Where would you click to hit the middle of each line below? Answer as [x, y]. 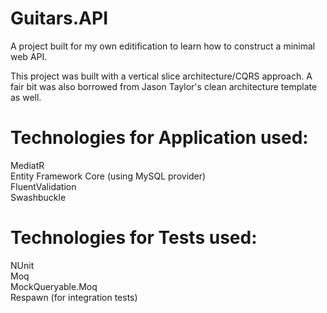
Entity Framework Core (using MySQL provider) [108, 176]
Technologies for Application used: [159, 138]
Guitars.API [59, 18]
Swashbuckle [38, 197]
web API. [29, 56]
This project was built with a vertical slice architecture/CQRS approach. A [161, 76]
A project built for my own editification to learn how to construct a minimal [163, 46]
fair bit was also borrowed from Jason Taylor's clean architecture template [164, 86]
